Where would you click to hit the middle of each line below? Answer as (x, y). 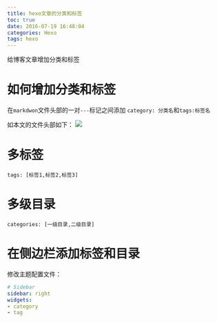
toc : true (21, 20)
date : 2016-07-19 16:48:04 (46, 26)
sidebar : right (29, 293)
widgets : (20, 300)
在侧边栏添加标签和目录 (74, 254)
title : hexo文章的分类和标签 (45, 13)
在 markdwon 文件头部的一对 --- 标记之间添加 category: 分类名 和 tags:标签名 (109, 110)
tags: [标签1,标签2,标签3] (43, 175)
